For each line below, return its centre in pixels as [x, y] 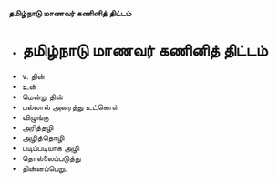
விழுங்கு [35, 117]
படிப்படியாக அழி [51, 147]
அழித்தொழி [43, 137]
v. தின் [33, 76]
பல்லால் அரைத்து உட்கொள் [70, 107]
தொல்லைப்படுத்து [51, 158]
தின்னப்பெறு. [44, 168]
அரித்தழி [37, 127]
